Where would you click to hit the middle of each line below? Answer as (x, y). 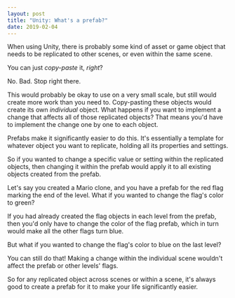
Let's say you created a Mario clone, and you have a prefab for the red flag (115, 188)
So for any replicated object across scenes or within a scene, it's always (112, 279)
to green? (21, 203)
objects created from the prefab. (54, 174)
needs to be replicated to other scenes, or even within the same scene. (110, 54)
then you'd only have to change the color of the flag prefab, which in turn (113, 224)
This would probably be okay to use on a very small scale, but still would (112, 95)
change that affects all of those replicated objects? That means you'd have (115, 117)
